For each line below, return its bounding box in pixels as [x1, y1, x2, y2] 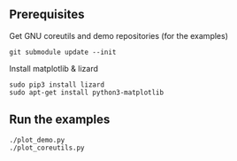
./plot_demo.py [9, 135, 65, 144]
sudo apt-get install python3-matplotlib [9, 88, 164, 96]
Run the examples [9, 112, 111, 127]
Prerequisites [9, 7, 85, 22]
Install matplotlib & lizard [9, 63, 99, 73]
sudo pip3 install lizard [9, 80, 104, 89]
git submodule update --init [9, 48, 117, 57]
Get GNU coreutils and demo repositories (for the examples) [9, 30, 228, 41]
